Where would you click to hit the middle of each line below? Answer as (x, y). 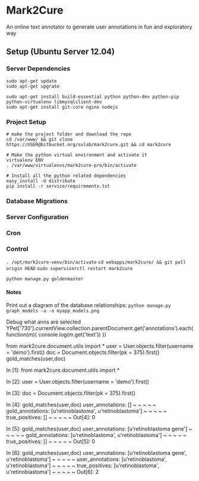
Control (17, 249)
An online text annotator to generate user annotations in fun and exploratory (99, 27)
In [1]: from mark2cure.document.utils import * (63, 370)
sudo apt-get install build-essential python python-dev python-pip (93, 96)
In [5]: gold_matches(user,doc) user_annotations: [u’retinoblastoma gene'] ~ (99, 429)
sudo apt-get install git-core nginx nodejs (62, 107)
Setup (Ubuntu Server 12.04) (60, 52)
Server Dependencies (38, 69)
